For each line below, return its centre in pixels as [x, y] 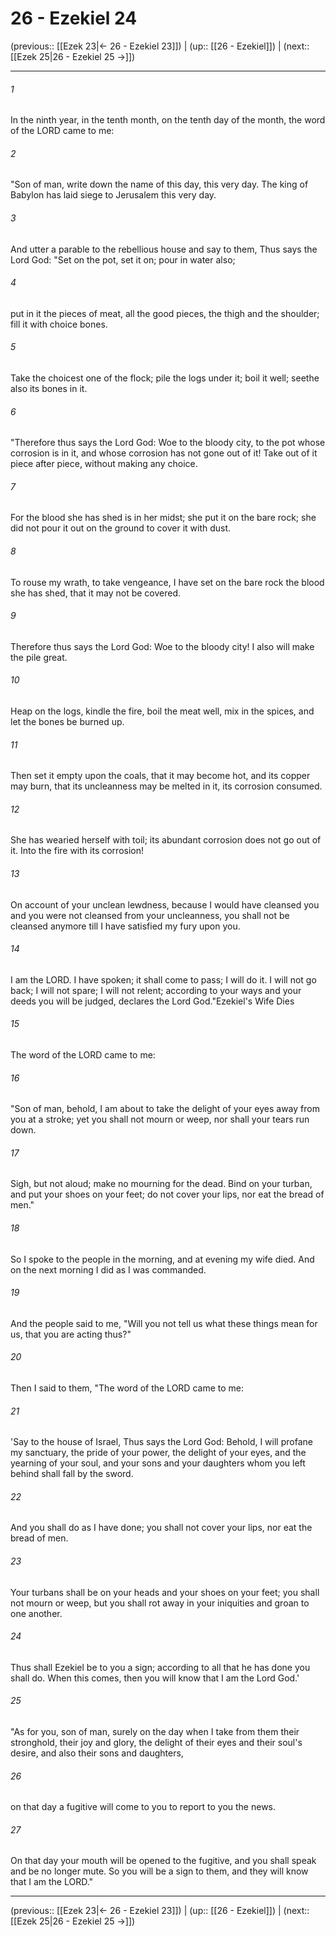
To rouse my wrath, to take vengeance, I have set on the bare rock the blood [167, 582]
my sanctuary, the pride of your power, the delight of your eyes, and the [158, 1453]
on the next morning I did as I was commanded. [108, 1269]
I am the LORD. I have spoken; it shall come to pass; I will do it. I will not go [163, 979]
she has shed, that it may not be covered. [96, 593]
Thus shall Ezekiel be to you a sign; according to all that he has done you [160, 1667]
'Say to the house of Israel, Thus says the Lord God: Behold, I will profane [161, 1442]
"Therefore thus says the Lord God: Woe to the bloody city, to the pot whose [168, 443]
